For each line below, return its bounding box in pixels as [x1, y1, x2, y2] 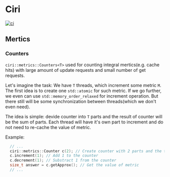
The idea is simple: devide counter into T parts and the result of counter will [5, 113, 163, 119]
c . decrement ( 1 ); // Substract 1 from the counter [10, 158, 116, 163]
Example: [5, 134, 25, 140]
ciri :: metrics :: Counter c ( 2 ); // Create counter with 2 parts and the [10, 148, 162, 154]
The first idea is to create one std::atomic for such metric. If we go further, [5, 87, 162, 94]
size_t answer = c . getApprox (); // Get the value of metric [10, 163, 139, 168]
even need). [5, 104, 30, 110]
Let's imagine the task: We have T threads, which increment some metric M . [5, 82, 161, 88]
